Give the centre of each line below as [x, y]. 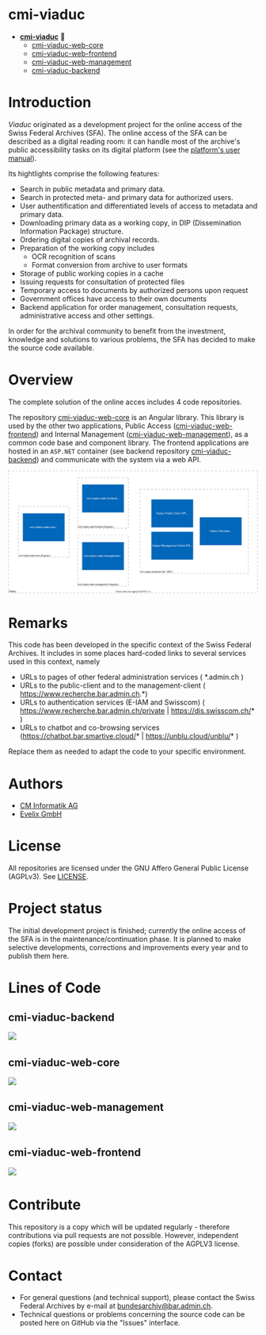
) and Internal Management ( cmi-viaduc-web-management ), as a [142, 434]
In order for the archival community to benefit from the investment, [117, 330]
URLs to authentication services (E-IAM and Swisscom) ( [112, 702]
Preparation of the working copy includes [87, 248]
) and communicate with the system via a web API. [119, 459]
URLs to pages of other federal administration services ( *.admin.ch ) [131, 677]
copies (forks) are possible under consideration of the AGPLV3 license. [124, 1244]
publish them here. [39, 956]
